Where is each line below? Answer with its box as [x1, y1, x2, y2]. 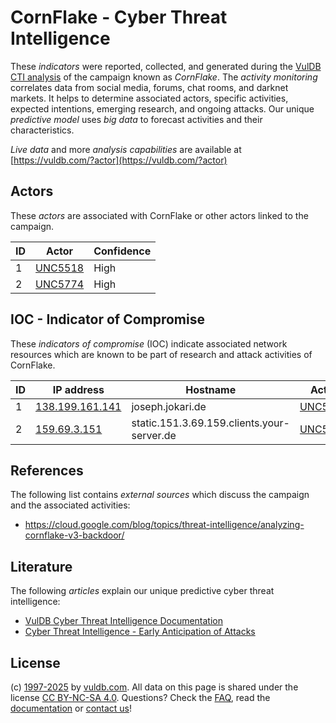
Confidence [93, 244, 152, 258]
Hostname [185, 382, 237, 396]
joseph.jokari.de [131, 399, 207, 413]
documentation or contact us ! [10, 702, 133, 714]
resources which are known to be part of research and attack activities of [10, 348, 313, 360]
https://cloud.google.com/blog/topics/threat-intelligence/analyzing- [24, 519, 305, 531]
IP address [52, 382, 105, 396]
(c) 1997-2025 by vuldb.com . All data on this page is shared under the [10, 681, 299, 693]
